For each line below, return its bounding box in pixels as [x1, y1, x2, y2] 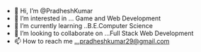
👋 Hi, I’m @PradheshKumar [13, 7, 93, 15]
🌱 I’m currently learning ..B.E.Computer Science [13, 22, 154, 30]
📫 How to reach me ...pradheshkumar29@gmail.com [13, 37, 170, 45]
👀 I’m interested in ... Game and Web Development [13, 14, 161, 22]
